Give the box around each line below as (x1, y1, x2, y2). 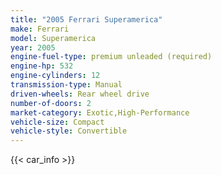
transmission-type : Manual (10, 80, 123, 90)
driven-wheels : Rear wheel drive (10, 89, 150, 99)
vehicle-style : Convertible (10, 126, 128, 136)
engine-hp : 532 (10, 61, 74, 71)
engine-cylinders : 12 (10, 71, 101, 81)
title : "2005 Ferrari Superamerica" (10, 14, 163, 25)
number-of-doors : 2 (10, 98, 92, 108)
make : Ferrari (10, 24, 70, 34)
